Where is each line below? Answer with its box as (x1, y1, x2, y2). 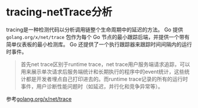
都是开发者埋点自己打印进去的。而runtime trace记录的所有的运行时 (25, 75, 188, 83)
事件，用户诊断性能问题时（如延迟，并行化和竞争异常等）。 (20, 83, 164, 90)
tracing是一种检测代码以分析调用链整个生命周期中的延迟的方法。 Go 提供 (6, 26, 183, 33)
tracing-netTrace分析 (6, 5, 112, 19)
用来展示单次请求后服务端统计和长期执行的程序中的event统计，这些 (20, 68, 185, 75)
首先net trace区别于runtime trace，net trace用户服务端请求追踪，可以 (20, 60, 190, 68)
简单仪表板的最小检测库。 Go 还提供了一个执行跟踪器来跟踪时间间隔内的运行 (6, 41, 192, 48)
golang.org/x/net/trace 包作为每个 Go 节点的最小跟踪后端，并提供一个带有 (6, 33, 190, 40)
